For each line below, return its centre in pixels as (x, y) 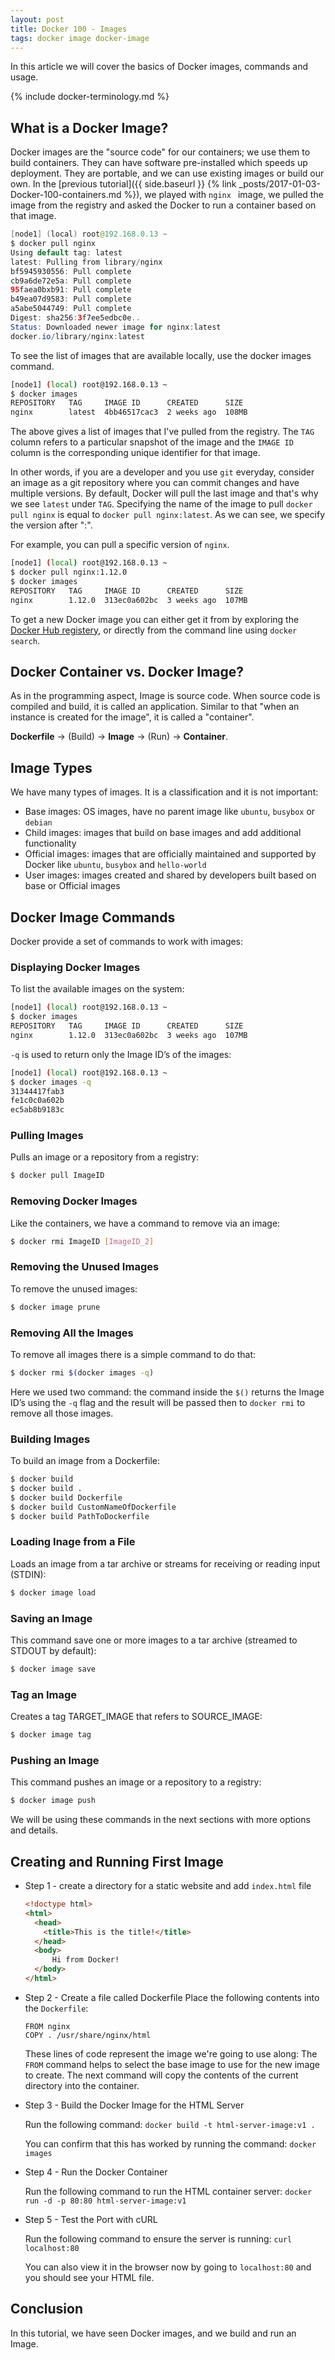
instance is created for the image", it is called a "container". (132, 717)
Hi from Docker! (85, 1960)
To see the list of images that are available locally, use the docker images (161, 355)
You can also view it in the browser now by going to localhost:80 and (168, 2267)
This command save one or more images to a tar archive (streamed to (154, 1640)
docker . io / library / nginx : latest (77, 336)
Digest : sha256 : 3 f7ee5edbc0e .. (75, 318)
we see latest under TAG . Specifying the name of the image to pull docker (161, 504)
